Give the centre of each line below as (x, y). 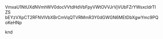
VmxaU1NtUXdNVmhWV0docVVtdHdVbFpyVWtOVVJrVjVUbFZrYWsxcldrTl (81, 7)
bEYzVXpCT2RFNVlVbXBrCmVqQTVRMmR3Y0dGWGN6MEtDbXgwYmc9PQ (82, 17)
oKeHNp (13, 22)
